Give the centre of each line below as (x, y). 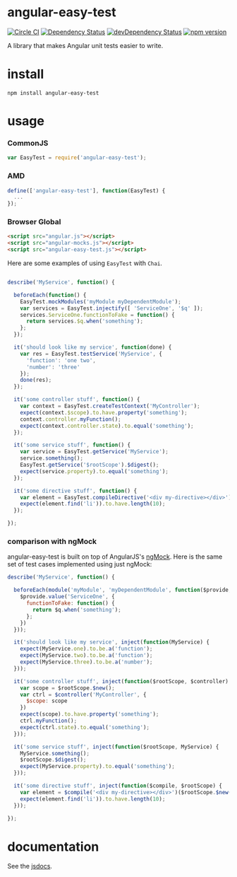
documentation (53, 847)
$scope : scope (47, 701)
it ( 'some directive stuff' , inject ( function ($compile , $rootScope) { (118, 786)
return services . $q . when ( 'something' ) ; (84, 321)
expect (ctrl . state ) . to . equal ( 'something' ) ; (85, 727)
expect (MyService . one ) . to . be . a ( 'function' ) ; (86, 649)
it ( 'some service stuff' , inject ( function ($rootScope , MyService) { (116, 747)
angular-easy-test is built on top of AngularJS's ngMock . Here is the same (115, 557)
